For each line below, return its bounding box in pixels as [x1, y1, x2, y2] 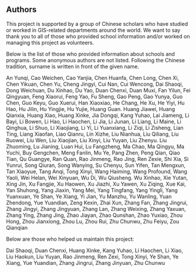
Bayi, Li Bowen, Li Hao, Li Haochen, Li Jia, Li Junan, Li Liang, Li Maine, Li [6, 117, 182, 125]
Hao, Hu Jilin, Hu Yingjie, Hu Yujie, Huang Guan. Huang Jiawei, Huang [6, 105, 175, 112]
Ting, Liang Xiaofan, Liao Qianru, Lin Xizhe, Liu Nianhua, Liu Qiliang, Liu [6, 130, 179, 137]
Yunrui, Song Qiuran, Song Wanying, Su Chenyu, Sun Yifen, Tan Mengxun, [6, 162, 186, 169]
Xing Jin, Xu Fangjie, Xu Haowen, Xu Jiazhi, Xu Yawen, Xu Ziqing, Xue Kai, [6, 180, 186, 187]
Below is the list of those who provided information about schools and [6, 50, 175, 58]
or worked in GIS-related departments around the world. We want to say [6, 26, 181, 33]
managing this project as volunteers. [6, 39, 94, 46]
